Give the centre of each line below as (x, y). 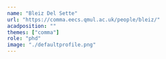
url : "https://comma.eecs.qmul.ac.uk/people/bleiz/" (84, 20)
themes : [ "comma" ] (33, 32)
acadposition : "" (32, 26)
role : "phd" (24, 39)
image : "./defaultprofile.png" (52, 45)
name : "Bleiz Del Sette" (42, 13)
